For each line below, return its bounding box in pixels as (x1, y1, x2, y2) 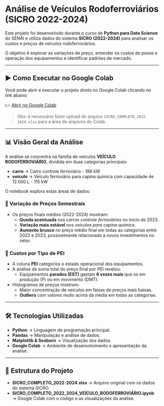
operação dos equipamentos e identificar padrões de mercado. (5, 55, 133, 61)
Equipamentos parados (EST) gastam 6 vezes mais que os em (19, 271, 146, 278)
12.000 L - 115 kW (12, 178, 48, 184)
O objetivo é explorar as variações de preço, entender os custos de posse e (5, 50, 158, 56)
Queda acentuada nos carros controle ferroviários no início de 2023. (19, 217, 159, 223)
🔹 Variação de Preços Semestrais (5, 200, 85, 207)
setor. (19, 237, 31, 243)
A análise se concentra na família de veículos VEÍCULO (5, 153, 116, 159)
